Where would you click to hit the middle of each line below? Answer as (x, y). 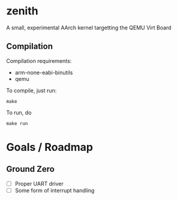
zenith (22, 11)
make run (17, 123)
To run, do (19, 113)
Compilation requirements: (39, 60)
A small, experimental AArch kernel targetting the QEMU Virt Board (89, 28)
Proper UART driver (39, 183)
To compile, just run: (31, 90)
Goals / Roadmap (49, 147)
